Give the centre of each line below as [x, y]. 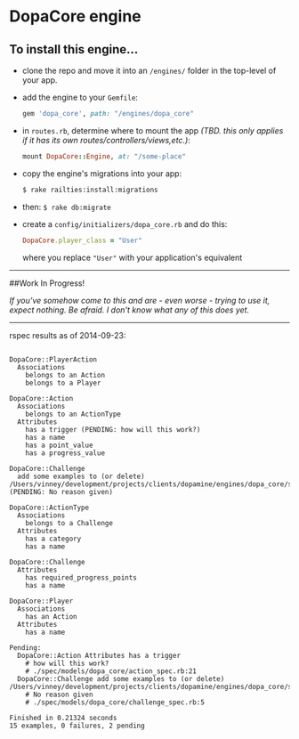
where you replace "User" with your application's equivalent [132, 257]
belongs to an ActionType [73, 414]
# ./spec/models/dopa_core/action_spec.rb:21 [111, 671]
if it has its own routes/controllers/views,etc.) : [106, 140]
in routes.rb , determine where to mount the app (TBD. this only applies [153, 130]
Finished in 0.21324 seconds [63, 718]
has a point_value [59, 445]
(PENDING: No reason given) [61, 491]
